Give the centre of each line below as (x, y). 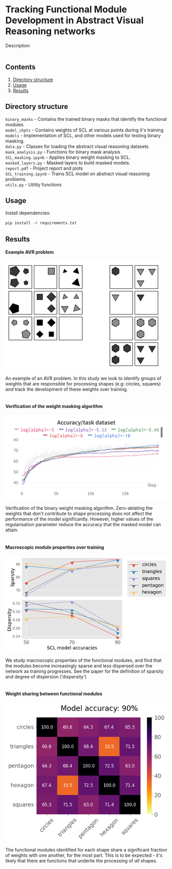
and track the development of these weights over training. (67, 389)
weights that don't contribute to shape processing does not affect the (79, 514)
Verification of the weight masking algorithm (54, 406)
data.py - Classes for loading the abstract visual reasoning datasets (77, 146)
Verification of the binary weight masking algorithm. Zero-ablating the (79, 508)
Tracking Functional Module (66, 10)
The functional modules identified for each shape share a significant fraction (86, 849)
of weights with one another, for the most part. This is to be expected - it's (84, 855)
